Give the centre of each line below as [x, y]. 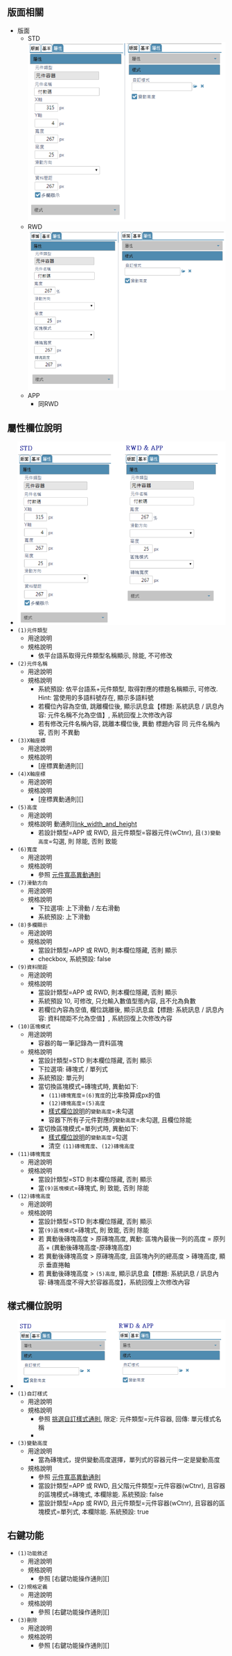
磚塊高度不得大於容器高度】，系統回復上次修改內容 [119, 1282]
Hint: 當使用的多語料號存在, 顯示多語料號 [96, 697]
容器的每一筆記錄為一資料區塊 [80, 1043]
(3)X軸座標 [32, 741]
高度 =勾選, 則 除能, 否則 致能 [78, 841]
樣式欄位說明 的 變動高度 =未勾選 [91, 1111]
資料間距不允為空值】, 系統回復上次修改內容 [110, 1018]
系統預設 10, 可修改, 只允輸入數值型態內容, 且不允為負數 [117, 1001]
